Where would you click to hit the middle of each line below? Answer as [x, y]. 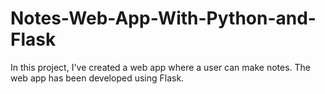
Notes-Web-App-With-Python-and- [163, 18]
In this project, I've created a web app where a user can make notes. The [161, 67]
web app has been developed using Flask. [97, 78]
